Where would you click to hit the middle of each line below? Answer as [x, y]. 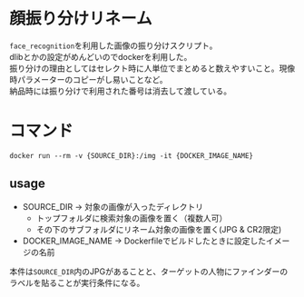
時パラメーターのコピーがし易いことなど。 [88, 79]
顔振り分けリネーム [81, 19]
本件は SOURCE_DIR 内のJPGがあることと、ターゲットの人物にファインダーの [149, 271]
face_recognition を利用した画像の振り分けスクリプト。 [113, 45]
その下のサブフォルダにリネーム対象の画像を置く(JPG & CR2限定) [159, 229]
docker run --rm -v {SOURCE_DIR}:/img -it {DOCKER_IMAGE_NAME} [132, 155]
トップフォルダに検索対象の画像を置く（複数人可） [132, 218]
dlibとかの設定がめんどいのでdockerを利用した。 [101, 56]
